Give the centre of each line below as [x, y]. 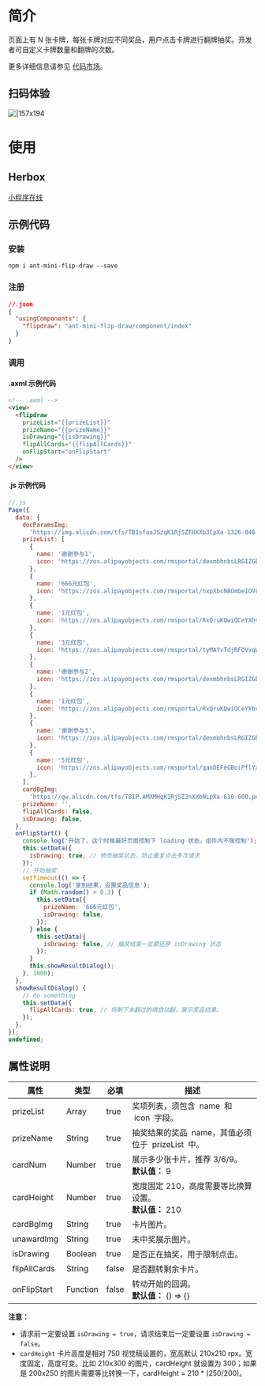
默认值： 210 [157, 1210]
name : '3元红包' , [63, 642]
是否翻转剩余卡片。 [168, 1269]
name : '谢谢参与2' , [66, 672]
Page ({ [19, 510]
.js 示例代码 [27, 485]
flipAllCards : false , [58, 812]
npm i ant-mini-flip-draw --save [63, 266]
